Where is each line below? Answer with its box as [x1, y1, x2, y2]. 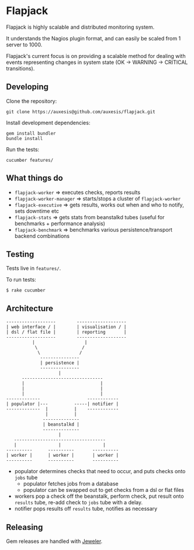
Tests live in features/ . [6, 265, 61, 272]
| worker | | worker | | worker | [6, 453, 119, 459]
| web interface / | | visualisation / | [6, 324, 127, 330]
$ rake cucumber [6, 287, 46, 294]
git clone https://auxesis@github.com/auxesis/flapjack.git [6, 108, 156, 115]
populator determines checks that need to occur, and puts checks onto [14, 468, 186, 475]
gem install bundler [6, 130, 57, 136]
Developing [6, 82, 49, 92]
